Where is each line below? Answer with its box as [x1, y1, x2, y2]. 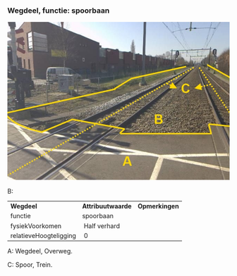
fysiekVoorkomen [10, 221, 62, 230]
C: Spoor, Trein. [7, 261, 53, 269]
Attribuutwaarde [82, 202, 132, 211]
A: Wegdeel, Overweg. [7, 247, 73, 256]
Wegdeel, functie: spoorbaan [7, 6, 110, 15]
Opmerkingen [137, 202, 179, 211]
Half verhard [83, 221, 121, 230]
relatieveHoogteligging [10, 231, 76, 239]
